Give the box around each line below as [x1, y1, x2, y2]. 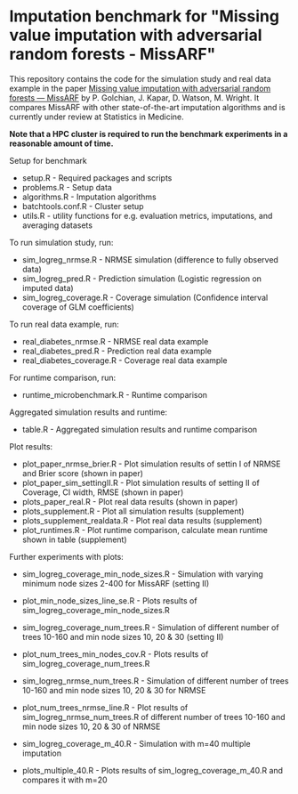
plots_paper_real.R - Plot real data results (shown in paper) [21, 496, 238, 506]
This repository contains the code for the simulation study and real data [9, 73, 271, 84]
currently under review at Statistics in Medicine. [9, 111, 184, 122]
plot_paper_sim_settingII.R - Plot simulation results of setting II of [21, 477, 260, 488]
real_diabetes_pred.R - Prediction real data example [21, 345, 212, 356]
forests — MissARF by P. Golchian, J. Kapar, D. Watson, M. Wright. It [9, 92, 260, 103]
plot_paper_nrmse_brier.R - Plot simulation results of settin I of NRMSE [21, 458, 282, 469]
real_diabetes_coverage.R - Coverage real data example [21, 354, 228, 366]
